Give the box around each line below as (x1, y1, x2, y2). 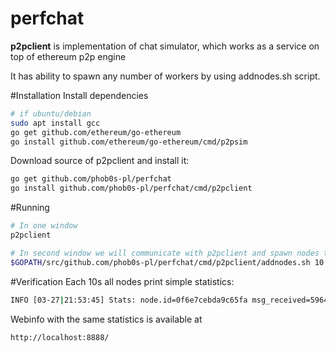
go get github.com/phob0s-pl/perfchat (10, 174, 172, 184)
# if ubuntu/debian (10, 108, 92, 119)
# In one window (10, 221, 78, 231)
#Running (10, 202, 50, 214)
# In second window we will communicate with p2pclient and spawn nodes (10, 248, 320, 258)
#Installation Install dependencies (10, 89, 149, 101)
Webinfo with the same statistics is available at (10, 313, 203, 325)
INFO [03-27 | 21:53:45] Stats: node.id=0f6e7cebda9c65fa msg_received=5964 (10, 295, 329, 305)
